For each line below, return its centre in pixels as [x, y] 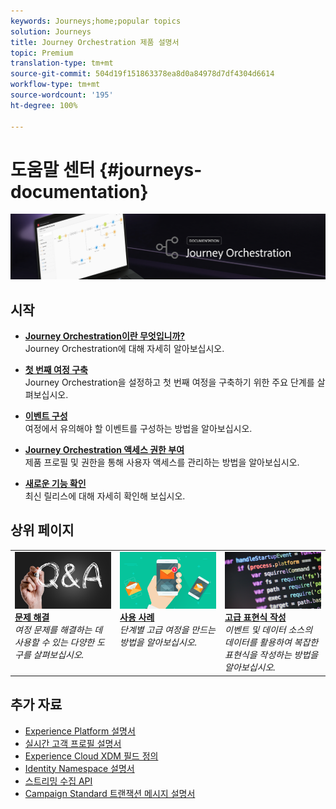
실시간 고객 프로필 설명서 [73, 743]
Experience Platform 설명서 [80, 731]
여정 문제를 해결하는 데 [58, 630]
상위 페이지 [42, 530]
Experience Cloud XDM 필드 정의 [91, 756]
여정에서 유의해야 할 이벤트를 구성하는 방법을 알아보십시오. [138, 429]
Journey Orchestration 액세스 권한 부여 [104, 450]
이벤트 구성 [46, 416]
